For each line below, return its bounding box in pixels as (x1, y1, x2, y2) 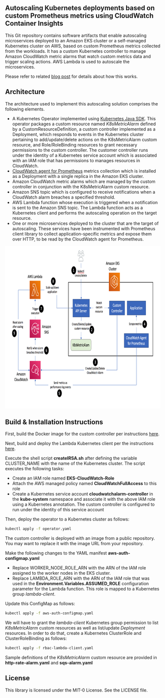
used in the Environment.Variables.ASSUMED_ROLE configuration (12, 581, 149, 587)
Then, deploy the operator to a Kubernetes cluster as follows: (5, 516, 130, 522)
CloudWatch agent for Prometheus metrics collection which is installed (12, 168, 156, 174)
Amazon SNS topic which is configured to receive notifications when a (12, 189, 156, 195)
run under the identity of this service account (12, 507, 104, 513)
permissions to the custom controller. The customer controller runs (12, 147, 148, 153)
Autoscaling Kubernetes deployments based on (5, 4, 155, 12)
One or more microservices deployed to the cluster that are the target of (12, 220, 159, 226)
